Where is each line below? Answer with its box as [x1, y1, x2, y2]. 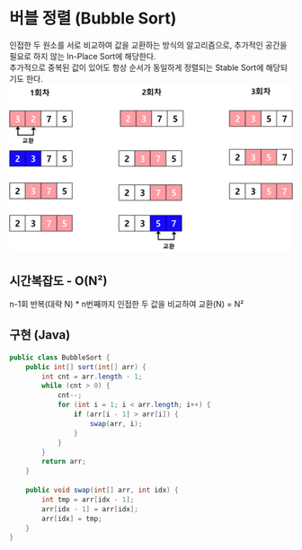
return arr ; [41, 457, 87, 466]
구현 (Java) [9, 327, 71, 342]
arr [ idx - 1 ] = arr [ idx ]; [41, 504, 139, 513]
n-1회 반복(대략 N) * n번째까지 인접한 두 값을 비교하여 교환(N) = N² [9, 298, 244, 309]
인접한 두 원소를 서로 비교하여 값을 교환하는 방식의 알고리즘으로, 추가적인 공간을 [9, 40, 288, 50]
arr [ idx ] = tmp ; [41, 514, 102, 523]
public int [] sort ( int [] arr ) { [25, 362, 147, 371]
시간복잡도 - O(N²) [9, 273, 108, 288]
